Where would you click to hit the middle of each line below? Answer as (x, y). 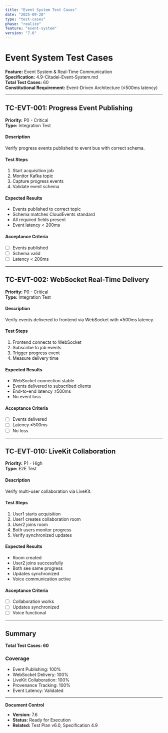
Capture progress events (38, 181)
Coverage (17, 658)
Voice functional (29, 613)
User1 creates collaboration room (46, 519)
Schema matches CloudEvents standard (53, 214)
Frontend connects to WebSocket (47, 342)
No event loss (26, 397)
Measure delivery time (35, 358)
